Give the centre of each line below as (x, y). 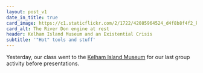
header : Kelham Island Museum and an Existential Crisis (79, 34)
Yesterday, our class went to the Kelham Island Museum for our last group (98, 57)
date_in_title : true (32, 17)
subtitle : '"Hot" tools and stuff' (51, 40)
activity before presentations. (43, 63)
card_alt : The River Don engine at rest (58, 29)
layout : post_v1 (27, 12)
